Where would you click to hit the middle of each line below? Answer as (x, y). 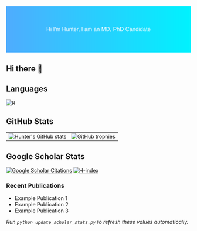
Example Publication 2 (41, 205)
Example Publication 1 (41, 198)
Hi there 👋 (24, 69)
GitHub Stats (30, 121)
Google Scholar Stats (45, 156)
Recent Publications (35, 186)
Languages (27, 89)
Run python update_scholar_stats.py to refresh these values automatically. (97, 222)
